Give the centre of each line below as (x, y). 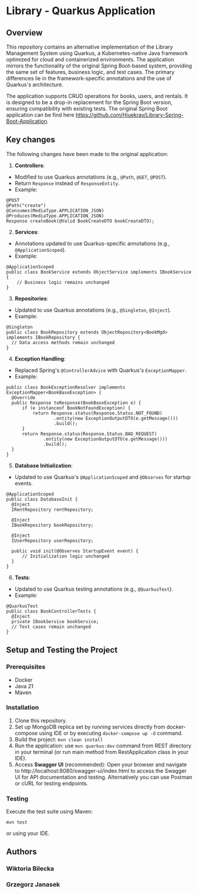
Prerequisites (26, 667)
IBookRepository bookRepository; (53, 525)
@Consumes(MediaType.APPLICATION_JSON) (55, 210)
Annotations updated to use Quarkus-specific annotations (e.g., (92, 243)
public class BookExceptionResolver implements (66, 387)
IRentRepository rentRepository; (53, 510)
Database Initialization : (43, 465)
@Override (23, 397)
